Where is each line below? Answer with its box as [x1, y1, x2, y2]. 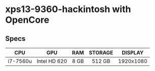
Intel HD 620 [36, 58, 67, 64]
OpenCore [5, 14, 50, 26]
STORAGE [89, 49, 113, 56]
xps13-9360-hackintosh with [5, 4, 131, 15]
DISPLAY [122, 49, 144, 56]
